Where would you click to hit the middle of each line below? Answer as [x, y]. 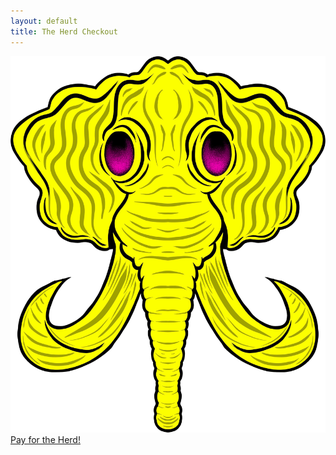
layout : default [44, 21]
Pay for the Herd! [45, 440]
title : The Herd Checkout [64, 31]
